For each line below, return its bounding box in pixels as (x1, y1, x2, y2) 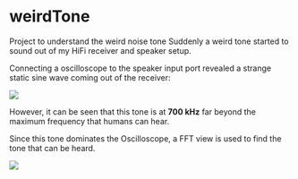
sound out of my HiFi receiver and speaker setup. (9, 45, 192, 55)
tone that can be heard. (9, 142, 96, 153)
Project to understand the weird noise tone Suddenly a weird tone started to (9, 36, 289, 47)
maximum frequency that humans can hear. (9, 115, 170, 126)
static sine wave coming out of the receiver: (9, 72, 172, 82)
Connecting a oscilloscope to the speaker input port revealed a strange (9, 63, 271, 73)
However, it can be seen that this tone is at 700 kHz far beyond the (9, 106, 257, 117)
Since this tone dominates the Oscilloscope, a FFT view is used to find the (9, 132, 282, 144)
